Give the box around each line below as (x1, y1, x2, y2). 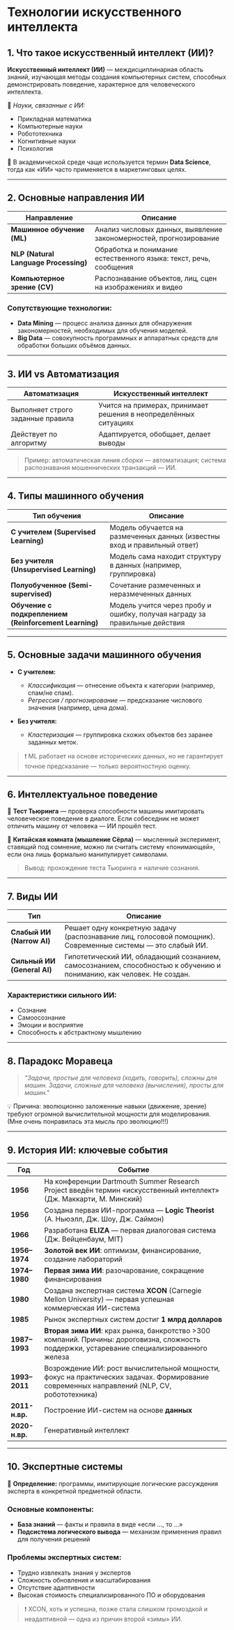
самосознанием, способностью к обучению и (64, 961, 221, 971)
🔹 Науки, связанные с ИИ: (7, 101, 86, 109)
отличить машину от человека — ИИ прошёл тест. (7, 822, 157, 830)
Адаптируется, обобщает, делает (98, 429, 211, 439)
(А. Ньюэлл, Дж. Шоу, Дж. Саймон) (44, 1214, 165, 1224)
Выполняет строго (10, 404, 73, 414)
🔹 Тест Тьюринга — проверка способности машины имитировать (7, 807, 205, 816)
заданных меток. (27, 737, 79, 746)
